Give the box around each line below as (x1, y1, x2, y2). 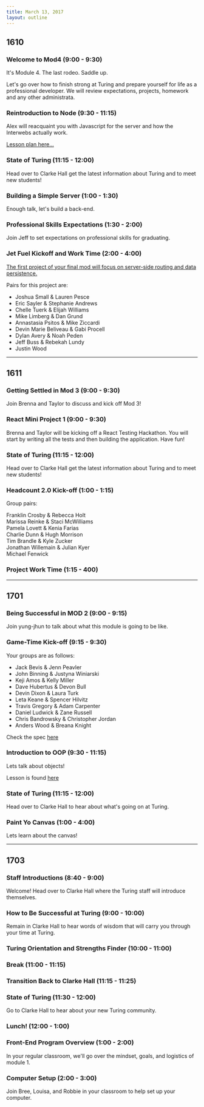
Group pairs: (6, 500, 38, 507)
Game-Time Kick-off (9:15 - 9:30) (6, 638, 107, 647)
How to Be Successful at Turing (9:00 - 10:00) (6, 909, 144, 918)
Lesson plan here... (6, 141, 55, 148)
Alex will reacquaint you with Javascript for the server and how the (6, 123, 174, 130)
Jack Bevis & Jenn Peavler (15, 663, 82, 671)
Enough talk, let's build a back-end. (6, 205, 95, 213)
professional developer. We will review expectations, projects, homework (6, 87, 189, 95)
